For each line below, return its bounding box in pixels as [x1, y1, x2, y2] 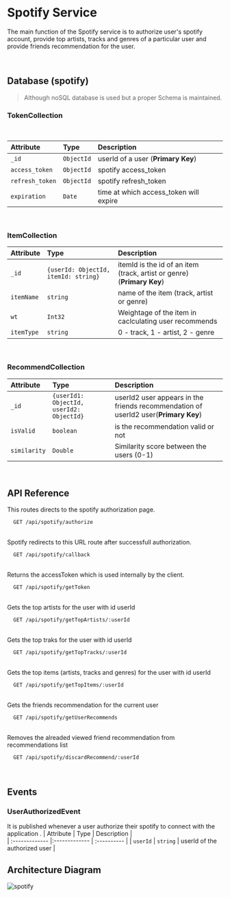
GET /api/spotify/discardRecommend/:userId [13, 754, 139, 761]
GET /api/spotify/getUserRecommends [13, 715, 118, 721]
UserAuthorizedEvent [7, 806, 81, 816]
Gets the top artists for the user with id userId [7, 603, 136, 612]
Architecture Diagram [7, 864, 101, 876]
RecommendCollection [7, 362, 86, 372]
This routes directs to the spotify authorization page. [7, 505, 155, 514]
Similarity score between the [114, 441, 207, 451]
